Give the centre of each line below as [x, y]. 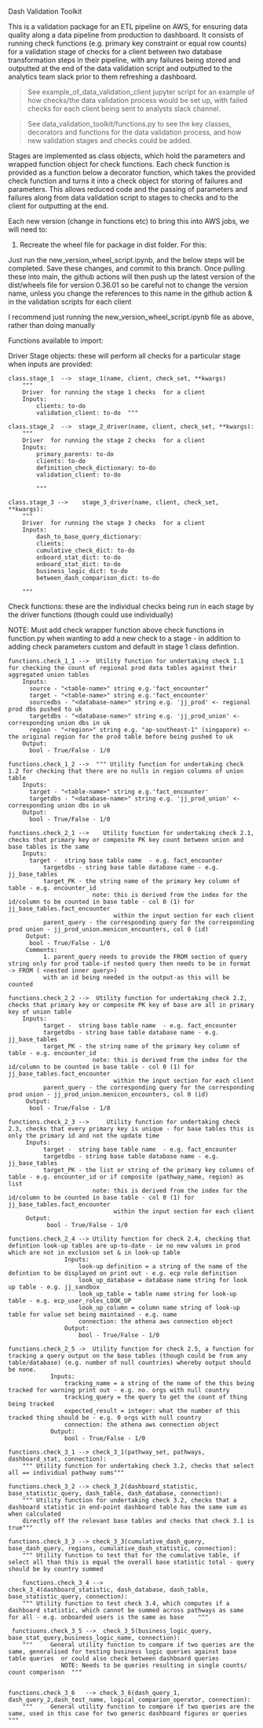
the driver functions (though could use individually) [91, 615]
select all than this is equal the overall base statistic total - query [131, 1562]
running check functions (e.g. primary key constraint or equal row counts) [128, 43]
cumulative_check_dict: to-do [86, 550]
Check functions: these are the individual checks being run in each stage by [131, 606]
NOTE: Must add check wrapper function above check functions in [116, 630]
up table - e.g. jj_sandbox [54, 1287]
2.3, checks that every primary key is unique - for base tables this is [131, 1129]
